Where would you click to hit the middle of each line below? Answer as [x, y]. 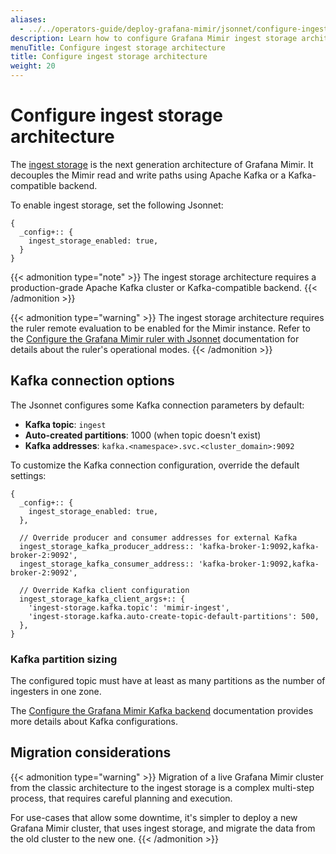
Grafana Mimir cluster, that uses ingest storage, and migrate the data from [163, 828]
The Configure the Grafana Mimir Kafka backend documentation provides [162, 711]
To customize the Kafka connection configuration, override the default [155, 465]
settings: [28, 475]
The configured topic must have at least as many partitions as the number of [168, 681]
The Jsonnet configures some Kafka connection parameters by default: [157, 405]
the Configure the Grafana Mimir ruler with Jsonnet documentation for [155, 338]
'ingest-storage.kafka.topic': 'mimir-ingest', [129, 607]
